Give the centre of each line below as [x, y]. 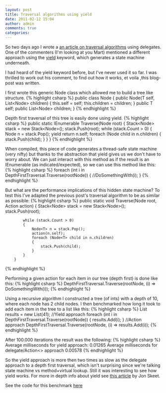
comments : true [21, 28]
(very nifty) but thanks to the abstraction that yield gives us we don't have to [83, 154]
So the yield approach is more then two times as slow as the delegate [76, 360]
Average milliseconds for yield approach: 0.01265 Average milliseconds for [81, 345]
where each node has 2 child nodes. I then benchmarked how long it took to [83, 304]
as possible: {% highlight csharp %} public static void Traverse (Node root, [81, 201]
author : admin [20, 24]
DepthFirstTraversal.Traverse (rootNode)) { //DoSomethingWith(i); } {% [77, 175]
